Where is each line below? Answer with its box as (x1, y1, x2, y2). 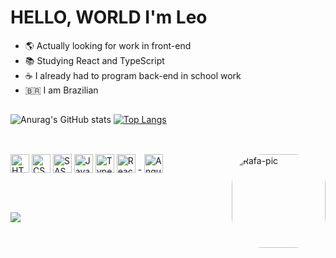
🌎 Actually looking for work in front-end (24, 39, 192, 51)
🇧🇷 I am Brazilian (24, 84, 99, 96)
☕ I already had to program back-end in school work (24, 69, 242, 81)
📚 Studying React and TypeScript (24, 54, 165, 66)
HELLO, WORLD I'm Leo (10, 6, 208, 29)
